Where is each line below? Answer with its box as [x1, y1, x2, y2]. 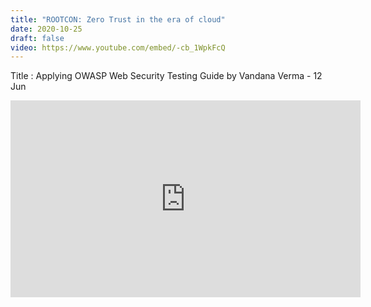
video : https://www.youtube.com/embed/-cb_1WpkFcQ [10, 42, 226, 53]
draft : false [10, 33, 65, 43]
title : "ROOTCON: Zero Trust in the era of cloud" [10, 14, 226, 25]
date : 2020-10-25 [10, 24, 83, 34]
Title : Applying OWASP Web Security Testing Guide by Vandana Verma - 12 [10, 70, 323, 82]
